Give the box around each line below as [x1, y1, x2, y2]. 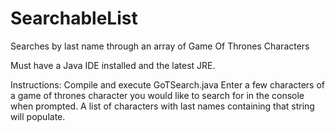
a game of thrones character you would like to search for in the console [10, 89, 305, 101]
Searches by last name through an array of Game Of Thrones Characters [10, 40, 310, 52]
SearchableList [10, 7, 138, 30]
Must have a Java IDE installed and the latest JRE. [10, 59, 216, 71]
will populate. [10, 110, 66, 122]
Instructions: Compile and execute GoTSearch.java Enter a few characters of [10, 78, 326, 91]
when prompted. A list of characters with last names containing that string [10, 100, 315, 112]
